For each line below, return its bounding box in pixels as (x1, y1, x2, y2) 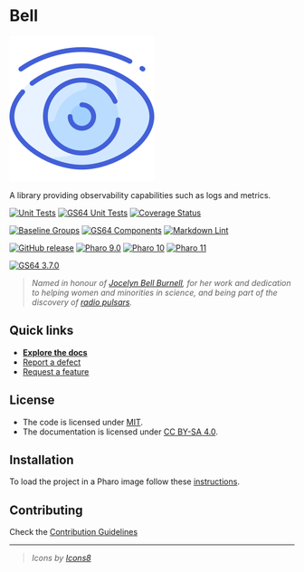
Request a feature (22, 366, 90, 377)
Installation (9, 452, 74, 467)
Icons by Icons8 (31, 553, 92, 564)
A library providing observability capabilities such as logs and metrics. (9, 189, 271, 200)
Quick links (9, 323, 74, 338)
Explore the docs (22, 347, 88, 357)
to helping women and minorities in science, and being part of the (31, 287, 278, 298)
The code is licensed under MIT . (22, 416, 143, 427)
